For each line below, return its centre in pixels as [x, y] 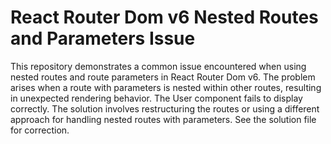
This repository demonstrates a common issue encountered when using [158, 66]
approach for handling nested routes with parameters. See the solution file [163, 119]
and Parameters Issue [103, 38]
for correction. [40, 130]
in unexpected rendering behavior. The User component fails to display [156, 98]
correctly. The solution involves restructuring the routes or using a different [165, 108]
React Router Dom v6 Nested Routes [164, 17]
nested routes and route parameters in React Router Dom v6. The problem [163, 77]
